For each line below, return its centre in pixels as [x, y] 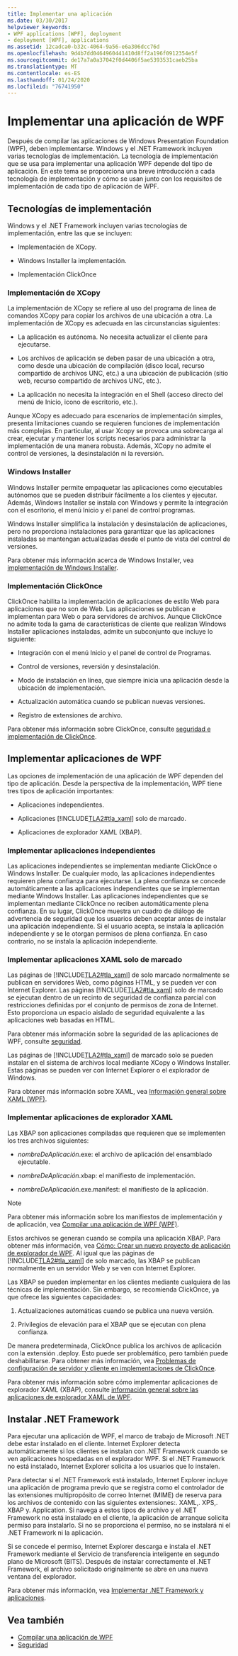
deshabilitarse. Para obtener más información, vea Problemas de [102, 1360]
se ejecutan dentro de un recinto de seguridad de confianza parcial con [112, 997]
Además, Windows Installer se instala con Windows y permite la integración [118, 502]
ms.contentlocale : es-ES [44, 73]
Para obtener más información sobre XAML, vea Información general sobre [117, 1092]
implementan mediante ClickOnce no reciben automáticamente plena [108, 903]
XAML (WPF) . [27, 1099]
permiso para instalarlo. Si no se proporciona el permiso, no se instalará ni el [119, 1526]
